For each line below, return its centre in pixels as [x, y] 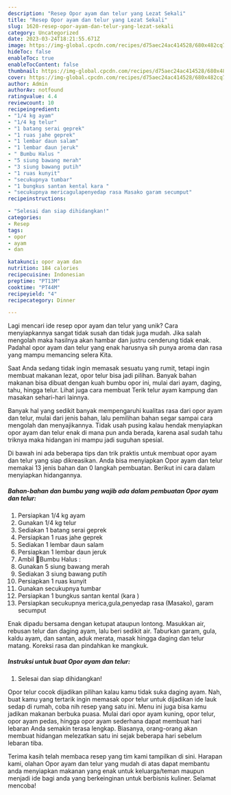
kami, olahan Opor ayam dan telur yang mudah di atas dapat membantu [109, 764]
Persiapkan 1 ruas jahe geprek [60, 537]
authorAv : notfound [36, 90]
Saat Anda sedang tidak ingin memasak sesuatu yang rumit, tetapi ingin [109, 368]
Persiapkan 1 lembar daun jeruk [62, 552]
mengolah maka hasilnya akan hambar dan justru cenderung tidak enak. [109, 340]
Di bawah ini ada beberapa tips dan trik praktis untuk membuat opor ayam [112, 454]
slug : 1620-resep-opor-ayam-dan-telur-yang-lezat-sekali [91, 26]
